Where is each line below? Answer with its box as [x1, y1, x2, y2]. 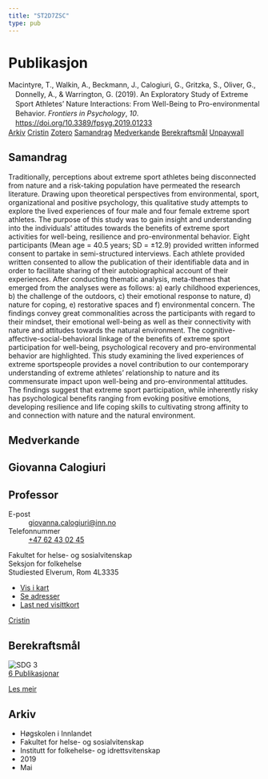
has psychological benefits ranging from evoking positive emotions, [8, 394, 232, 403]
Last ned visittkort [19, 600, 80, 610]
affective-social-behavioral [8, 333, 98, 343]
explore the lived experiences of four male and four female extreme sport [8, 206, 250, 216]
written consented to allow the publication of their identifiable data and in [8, 257, 250, 267]
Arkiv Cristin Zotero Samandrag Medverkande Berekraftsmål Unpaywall [8, 127, 244, 137]
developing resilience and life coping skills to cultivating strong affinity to [8, 402, 249, 411]
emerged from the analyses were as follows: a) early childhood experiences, [8, 282, 261, 293]
